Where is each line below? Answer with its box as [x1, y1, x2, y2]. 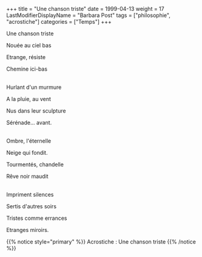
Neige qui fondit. [6, 149, 48, 156]
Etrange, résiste [6, 54, 46, 60]
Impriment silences [6, 191, 54, 198]
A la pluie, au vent [6, 96, 52, 102]
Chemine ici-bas [6, 65, 47, 72]
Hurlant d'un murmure [6, 83, 62, 91]
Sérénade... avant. [6, 119, 52, 126]
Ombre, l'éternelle [6, 137, 52, 144]
